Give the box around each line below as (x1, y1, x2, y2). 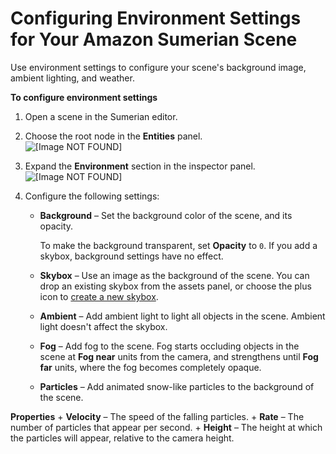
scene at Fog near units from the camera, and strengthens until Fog (39, 350, 319, 362)
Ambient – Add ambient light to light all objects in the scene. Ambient (39, 310, 326, 322)
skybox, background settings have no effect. (39, 250, 224, 262)
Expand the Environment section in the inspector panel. (24, 160, 256, 172)
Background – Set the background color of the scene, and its (39, 209, 293, 221)
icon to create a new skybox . (39, 290, 159, 302)
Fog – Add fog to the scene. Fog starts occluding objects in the (39, 340, 300, 352)
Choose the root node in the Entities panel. (24, 130, 203, 142)
